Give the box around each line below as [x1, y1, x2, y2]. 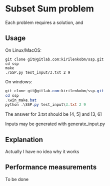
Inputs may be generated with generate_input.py [5, 121, 105, 127]
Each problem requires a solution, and [5, 19, 83, 25]
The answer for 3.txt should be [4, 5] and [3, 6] [5, 111, 102, 117]
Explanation [5, 135, 43, 144]
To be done [5, 176, 29, 182]
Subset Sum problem [5, 3, 94, 14]
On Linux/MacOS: [5, 47, 41, 53]
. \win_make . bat [5, 98, 37, 103]
